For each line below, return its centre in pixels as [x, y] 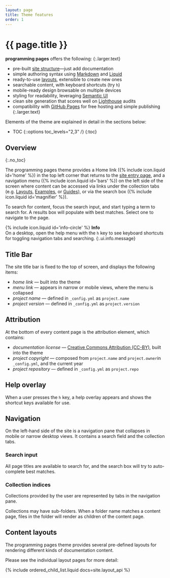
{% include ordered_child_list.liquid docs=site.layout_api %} [68, 570]
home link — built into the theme [46, 282]
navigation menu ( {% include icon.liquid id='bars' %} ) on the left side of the [84, 181]
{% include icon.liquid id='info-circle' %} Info [53, 228]
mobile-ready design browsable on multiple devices [67, 90]
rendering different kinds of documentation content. [60, 550]
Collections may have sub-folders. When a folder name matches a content [83, 511]
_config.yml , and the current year [48, 363]
